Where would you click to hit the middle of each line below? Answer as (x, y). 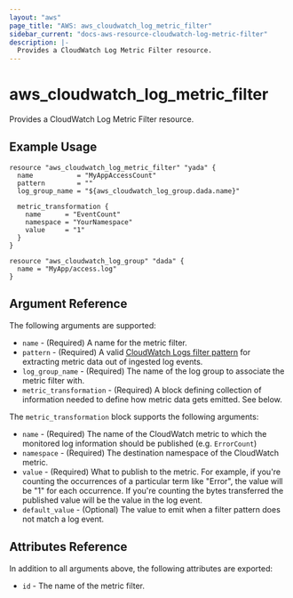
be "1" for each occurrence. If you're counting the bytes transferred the (153, 490)
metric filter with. (53, 380)
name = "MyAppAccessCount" (87, 175)
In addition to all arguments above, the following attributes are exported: (141, 568)
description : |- (39, 42)
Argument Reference (68, 304)
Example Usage (53, 147)
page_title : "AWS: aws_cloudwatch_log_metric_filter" (111, 26)
